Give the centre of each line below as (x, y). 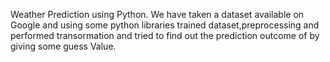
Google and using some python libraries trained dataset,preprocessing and (165, 25)
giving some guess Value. (63, 46)
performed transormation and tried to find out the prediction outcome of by (165, 35)
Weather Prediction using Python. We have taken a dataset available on (157, 14)
